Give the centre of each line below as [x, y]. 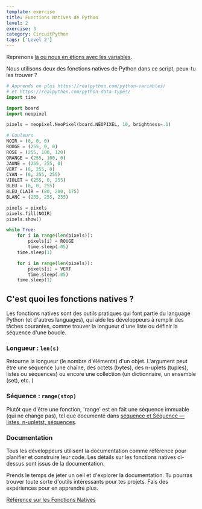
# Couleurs [20, 136]
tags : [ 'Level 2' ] [29, 40]
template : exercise [31, 12]
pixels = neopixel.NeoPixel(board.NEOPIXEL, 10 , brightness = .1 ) [89, 125]
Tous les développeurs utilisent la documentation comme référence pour [96, 451]
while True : [21, 230]
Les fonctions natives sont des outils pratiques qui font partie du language [99, 313]
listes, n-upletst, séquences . [42, 422]
